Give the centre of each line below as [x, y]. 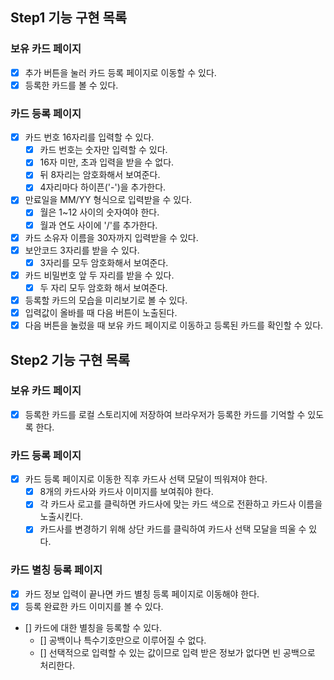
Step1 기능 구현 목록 [69, 18]
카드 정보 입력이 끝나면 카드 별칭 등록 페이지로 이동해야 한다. [142, 594]
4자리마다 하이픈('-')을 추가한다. [103, 187]
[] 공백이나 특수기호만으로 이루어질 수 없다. [123, 640]
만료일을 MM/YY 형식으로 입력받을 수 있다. [108, 200]
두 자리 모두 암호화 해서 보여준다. [103, 287]
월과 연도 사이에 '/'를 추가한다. [98, 225]
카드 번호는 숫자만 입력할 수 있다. [103, 150]
